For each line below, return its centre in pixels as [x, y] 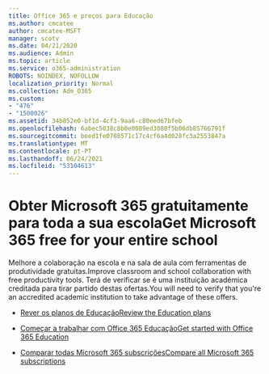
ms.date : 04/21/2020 [43, 46]
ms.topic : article [39, 61]
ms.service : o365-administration [65, 69]
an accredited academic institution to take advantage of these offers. [123, 297]
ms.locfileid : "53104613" [52, 166]
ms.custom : [27, 99]
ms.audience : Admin [41, 53]
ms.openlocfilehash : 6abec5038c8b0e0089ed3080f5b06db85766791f [117, 128]
